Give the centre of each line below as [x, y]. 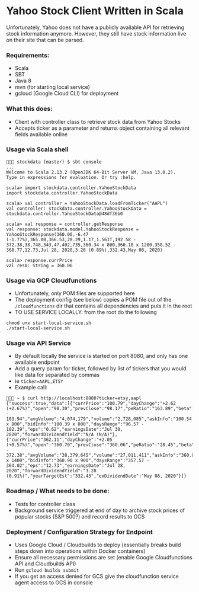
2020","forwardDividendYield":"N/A [50, 435]
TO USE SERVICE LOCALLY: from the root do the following [86, 312]
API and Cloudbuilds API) [45, 564]
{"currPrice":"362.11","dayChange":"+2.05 [59, 440]
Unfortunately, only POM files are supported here [75, 293]
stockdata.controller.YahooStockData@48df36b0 [65, 214]
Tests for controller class [45, 504]
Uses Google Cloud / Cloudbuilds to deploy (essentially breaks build [98, 545]
